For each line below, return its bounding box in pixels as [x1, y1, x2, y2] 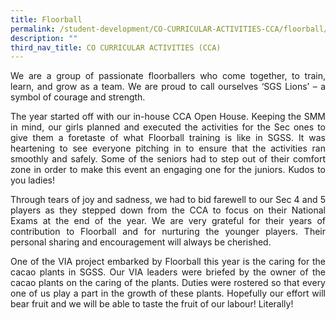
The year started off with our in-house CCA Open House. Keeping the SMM [10, 111, 326, 123]
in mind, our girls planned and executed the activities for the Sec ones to [10, 121, 326, 133]
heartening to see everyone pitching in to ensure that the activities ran [10, 142, 326, 155]
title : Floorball [10, 14, 83, 25]
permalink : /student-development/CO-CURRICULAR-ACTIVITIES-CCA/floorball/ [10, 24, 329, 34]
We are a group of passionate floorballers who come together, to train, [10, 70, 326, 82]
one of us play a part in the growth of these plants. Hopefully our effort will [10, 287, 326, 300]
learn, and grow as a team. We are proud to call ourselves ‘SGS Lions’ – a [10, 81, 326, 93]
